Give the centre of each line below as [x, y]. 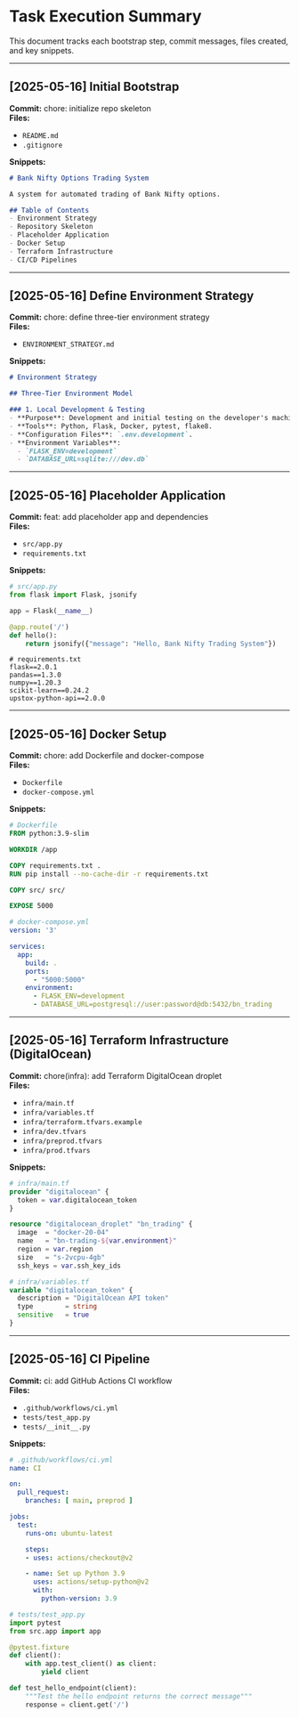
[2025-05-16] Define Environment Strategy [132, 296]
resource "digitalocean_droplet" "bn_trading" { [101, 1224]
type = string [57, 1307]
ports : [37, 971]
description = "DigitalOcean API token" [93, 1298]
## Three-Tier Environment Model [71, 393]
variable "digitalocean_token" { [71, 1290]
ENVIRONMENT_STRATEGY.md [68, 344]
